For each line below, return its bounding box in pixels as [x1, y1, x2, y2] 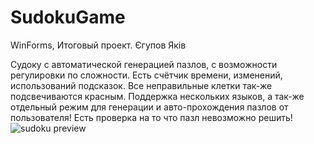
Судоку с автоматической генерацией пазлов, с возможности [10, 58, 278, 70]
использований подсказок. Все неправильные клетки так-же [10, 79, 273, 91]
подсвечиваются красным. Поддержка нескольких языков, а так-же [10, 90, 305, 102]
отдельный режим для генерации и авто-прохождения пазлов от [10, 101, 289, 113]
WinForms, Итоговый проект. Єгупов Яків [10, 39, 187, 51]
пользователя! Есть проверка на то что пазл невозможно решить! [10, 111, 293, 123]
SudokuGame [10, 6, 126, 29]
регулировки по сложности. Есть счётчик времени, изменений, [10, 69, 283, 81]
